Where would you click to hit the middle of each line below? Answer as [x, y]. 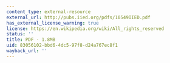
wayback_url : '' [27, 51]
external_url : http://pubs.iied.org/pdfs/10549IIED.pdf [78, 17]
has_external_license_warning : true [53, 23]
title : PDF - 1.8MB [31, 40]
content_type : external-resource [49, 12]
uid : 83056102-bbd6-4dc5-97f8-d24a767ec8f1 [62, 46]
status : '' [20, 34]
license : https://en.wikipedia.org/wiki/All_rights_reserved [85, 28]
